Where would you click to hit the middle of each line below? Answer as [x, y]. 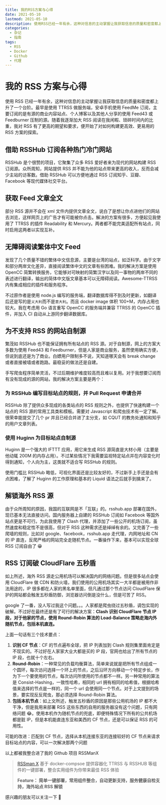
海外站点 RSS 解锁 [44, 786]
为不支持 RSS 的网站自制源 [46, 331]
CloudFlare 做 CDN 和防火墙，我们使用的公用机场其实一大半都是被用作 [83, 582]
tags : [11, 42]
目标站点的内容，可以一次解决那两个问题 [46, 742]
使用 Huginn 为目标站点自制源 [41, 438]
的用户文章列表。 [22, 424]
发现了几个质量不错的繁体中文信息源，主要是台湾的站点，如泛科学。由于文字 [83, 260]
